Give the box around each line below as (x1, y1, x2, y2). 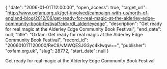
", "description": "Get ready (104, 20, 162, 27)
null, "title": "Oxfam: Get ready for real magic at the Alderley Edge (5, 32, 143, 37)
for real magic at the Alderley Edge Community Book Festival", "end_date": (5, 26, 162, 32)
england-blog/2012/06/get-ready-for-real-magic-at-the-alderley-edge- (5, 15, 155, 21)
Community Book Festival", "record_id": (5, 37, 89, 43)
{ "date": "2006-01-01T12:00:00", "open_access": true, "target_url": (5, 5, 147, 10)
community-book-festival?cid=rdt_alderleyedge (5, 20, 105, 27)
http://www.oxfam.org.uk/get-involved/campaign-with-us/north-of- (7, 10, 149, 16)
